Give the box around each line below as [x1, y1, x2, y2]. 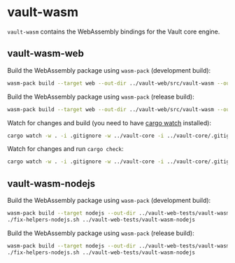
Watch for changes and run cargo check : [7, 145, 124, 153]
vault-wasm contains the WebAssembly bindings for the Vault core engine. [7, 27, 220, 36]
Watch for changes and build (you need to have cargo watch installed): [7, 118, 212, 127]
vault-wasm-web [7, 48, 84, 59]
